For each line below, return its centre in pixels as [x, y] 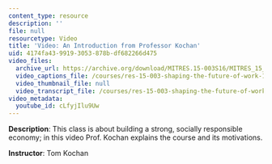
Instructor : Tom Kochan [49, 153]
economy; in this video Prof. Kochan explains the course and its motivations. [136, 137]
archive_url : [38, 69]
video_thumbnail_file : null [63, 83]
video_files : [30, 61]
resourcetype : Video [43, 38]
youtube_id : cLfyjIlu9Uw [57, 106]
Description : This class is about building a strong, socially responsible [125, 129]
